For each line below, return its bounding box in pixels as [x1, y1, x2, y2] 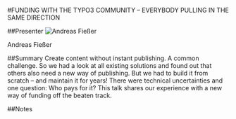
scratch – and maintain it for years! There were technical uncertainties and [7, 76, 223, 85]
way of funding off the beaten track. [7, 91, 113, 99]
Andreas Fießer [7, 41, 52, 48]
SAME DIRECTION [7, 13, 61, 22]
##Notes [7, 105, 33, 113]
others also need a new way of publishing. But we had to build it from [7, 69, 209, 77]
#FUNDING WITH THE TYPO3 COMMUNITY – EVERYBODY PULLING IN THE [7, 6, 229, 14]
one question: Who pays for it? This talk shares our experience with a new [7, 84, 223, 92]
